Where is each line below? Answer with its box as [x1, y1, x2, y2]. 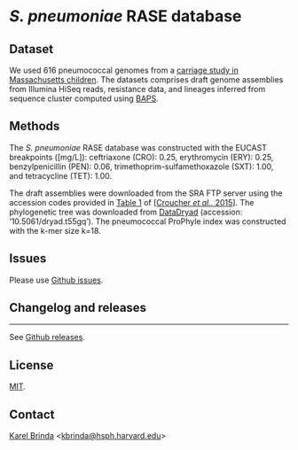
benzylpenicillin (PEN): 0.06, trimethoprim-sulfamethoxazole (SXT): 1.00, [9, 161, 274, 172]
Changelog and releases [9, 300, 147, 315]
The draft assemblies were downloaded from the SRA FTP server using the [9, 188, 283, 198]
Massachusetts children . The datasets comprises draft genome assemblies [9, 74, 284, 85]
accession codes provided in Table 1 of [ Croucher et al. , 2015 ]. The [9, 197, 255, 207]
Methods [9, 119, 60, 134]
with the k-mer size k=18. [9, 225, 102, 236]
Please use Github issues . [9, 275, 104, 285]
